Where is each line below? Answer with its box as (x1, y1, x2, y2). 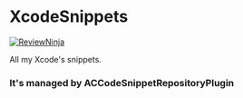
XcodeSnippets (9, 6, 129, 27)
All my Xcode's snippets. (9, 54, 102, 64)
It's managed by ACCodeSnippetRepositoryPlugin (9, 76, 235, 89)
